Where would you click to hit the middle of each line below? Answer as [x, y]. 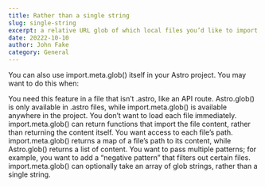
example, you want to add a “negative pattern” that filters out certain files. [129, 158]
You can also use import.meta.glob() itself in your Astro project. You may [127, 75]
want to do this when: [44, 83]
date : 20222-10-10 [39, 38]
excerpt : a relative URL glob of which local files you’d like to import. [135, 30]
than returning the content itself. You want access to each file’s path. [121, 132]
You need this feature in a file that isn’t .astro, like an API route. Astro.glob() [131, 99]
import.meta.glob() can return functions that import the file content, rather [129, 124]
